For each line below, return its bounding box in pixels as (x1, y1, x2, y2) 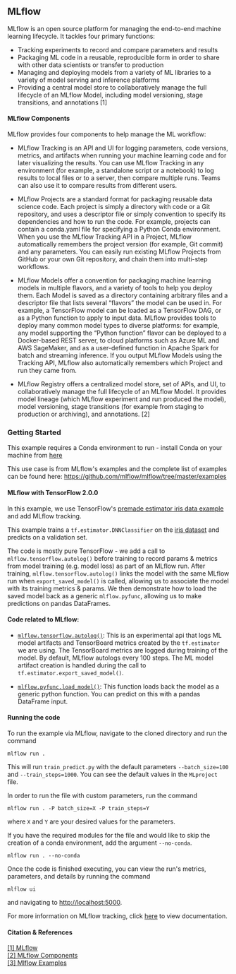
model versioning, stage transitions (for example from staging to (17, 403, 204, 411)
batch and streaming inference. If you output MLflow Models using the (17, 351, 223, 360)
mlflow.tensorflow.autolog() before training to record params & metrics (7, 554, 218, 562)
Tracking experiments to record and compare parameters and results (17, 45, 218, 54)
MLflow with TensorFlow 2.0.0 (7, 488, 99, 497)
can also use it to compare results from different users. (17, 182, 178, 190)
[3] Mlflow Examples (7, 958, 67, 967)
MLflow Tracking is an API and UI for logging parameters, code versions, (17, 144, 229, 153)
